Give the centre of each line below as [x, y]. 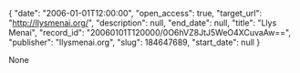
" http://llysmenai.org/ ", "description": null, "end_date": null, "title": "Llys [143, 23]
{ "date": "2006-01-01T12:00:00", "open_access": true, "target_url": [135, 13]
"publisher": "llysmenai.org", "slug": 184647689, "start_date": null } [134, 42]
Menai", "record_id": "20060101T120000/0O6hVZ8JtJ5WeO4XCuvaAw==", [150, 32]
